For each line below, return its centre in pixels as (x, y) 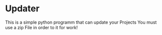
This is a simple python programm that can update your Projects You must (81, 22)
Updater (22, 9)
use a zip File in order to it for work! (41, 27)
